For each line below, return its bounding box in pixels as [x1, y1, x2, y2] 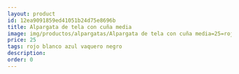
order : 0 [7, 56, 33, 63]
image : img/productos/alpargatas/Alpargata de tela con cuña [7, 30, 193, 37]
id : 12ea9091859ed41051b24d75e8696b [7, 17, 116, 24]
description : [7, 50, 46, 57]
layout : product [7, 10, 55, 18]
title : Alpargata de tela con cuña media [7, 23, 132, 30]
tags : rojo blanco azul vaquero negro [7, 43, 122, 50]
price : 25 [7, 37, 37, 44]
